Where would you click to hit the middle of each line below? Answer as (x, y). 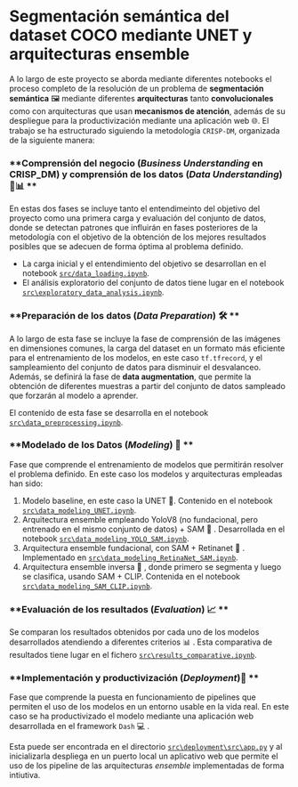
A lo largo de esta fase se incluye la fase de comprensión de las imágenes (145, 338)
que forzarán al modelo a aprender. (74, 395)
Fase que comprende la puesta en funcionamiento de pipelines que (133, 697)
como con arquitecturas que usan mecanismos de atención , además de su (148, 111)
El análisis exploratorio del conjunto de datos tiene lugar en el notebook (153, 283)
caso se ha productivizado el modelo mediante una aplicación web (132, 716)
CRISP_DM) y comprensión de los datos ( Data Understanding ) (146, 174)
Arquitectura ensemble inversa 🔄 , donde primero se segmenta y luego (152, 566)
